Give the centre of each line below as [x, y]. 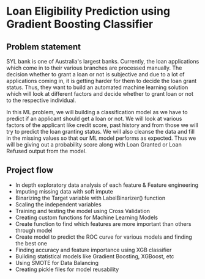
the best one [31, 243]
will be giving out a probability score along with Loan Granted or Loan [94, 144]
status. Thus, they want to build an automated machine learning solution [97, 87]
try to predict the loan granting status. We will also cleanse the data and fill [100, 132]
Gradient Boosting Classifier [80, 24]
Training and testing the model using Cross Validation [82, 211]
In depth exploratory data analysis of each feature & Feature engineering [107, 185]
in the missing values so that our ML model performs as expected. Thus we [101, 138]
